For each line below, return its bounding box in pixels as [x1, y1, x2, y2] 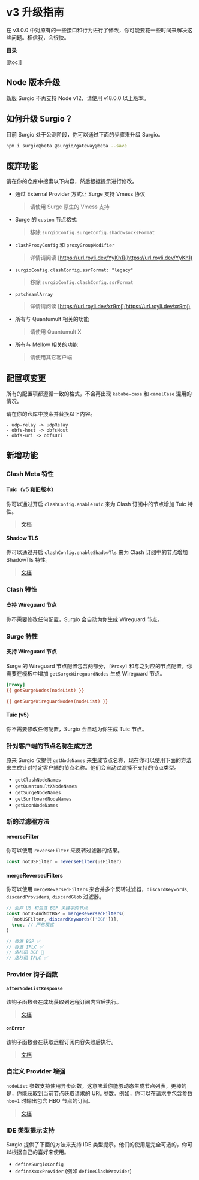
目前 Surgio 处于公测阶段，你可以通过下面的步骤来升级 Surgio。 [6, 131, 164, 138]
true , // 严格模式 [11, 922, 54, 928]
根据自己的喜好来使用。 [11, 1148, 70, 1156]
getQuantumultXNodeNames [14, 783, 77, 789]
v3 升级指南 [6, 5, 64, 19]
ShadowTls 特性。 [6, 556, 51, 563]
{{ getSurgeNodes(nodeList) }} [6, 687, 85, 694]
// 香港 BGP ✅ [6, 938, 41, 944]
